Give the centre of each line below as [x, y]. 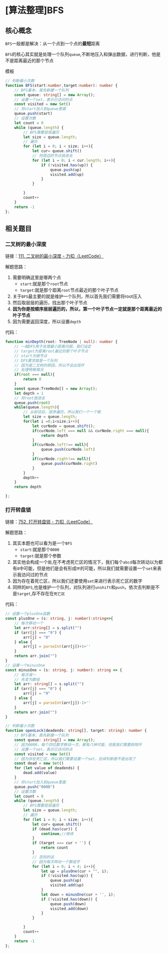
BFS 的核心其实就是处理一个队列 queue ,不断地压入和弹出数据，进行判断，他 [81, 54]
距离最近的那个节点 [34, 60]
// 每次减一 [25, 675]
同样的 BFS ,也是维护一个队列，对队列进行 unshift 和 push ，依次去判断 [82, 587]
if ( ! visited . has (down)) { [69, 899]
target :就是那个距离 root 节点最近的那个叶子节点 [69, 290]
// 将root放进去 [30, 398]
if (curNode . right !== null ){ [61, 459]
